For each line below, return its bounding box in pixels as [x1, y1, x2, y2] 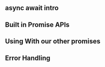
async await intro [5, 4, 59, 12]
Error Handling [5, 54, 50, 62]
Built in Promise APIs [5, 21, 70, 29]
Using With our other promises [5, 37, 101, 45]
